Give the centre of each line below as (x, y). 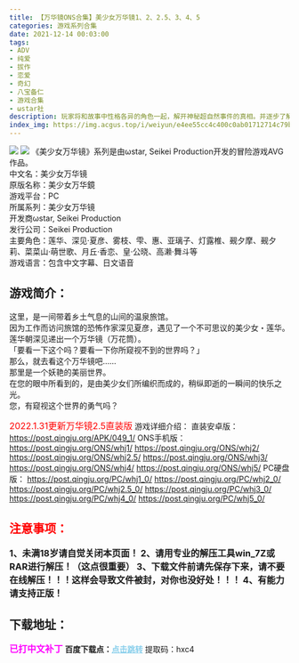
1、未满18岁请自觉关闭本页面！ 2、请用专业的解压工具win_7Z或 (142, 553)
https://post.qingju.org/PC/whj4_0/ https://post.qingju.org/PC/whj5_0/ (137, 498)
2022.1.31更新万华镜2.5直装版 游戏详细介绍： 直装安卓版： (124, 425)
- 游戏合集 (27, 100)
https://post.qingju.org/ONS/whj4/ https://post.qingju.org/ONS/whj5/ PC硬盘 (149, 467)
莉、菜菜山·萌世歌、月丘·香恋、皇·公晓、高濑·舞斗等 (104, 251)
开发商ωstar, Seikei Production (65, 218)
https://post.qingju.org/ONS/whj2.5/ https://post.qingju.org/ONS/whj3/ (139, 457)
